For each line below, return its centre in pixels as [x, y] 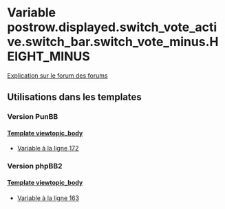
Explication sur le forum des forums [57, 75]
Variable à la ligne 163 [48, 198]
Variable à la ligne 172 [48, 148]
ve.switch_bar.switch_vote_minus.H [113, 42]
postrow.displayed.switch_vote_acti [112, 27]
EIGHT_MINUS [49, 57]
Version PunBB [33, 117]
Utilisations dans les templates [75, 97]
